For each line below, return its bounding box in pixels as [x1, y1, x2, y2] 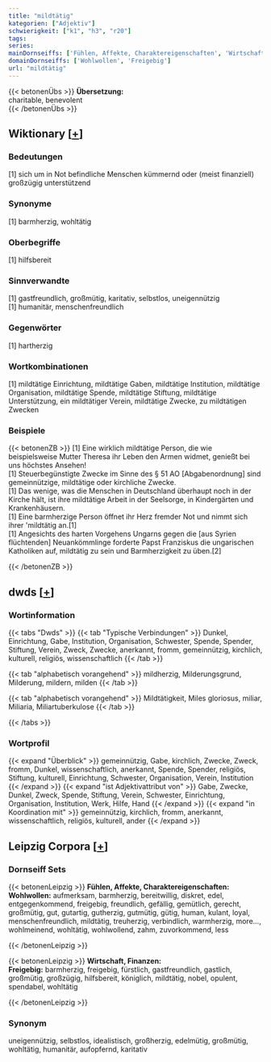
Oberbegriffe [8, 236, 60, 248]
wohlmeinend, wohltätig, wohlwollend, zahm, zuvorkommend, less [8, 925, 229, 934]
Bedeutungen [8, 151, 63, 162]
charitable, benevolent [8, 94, 83, 105]
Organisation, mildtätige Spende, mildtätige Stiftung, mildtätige [8, 387, 217, 397]
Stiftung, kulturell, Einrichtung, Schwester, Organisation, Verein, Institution [8, 773, 254, 783]
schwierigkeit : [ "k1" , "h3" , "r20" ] [8, 27, 131, 35]
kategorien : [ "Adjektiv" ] [8, 19, 95, 27]
